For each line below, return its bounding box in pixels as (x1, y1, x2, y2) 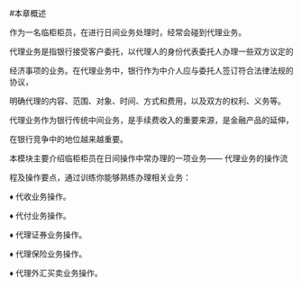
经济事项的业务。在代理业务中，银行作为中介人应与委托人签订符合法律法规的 (9, 66, 294, 76)
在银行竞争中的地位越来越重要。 (9, 134, 128, 144)
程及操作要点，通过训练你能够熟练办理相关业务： (9, 172, 191, 183)
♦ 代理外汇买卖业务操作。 (9, 268, 104, 278)
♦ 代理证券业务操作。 (9, 229, 87, 240)
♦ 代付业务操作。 (9, 211, 72, 220)
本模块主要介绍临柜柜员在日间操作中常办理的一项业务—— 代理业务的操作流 (9, 153, 288, 164)
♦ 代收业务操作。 (9, 192, 72, 202)
